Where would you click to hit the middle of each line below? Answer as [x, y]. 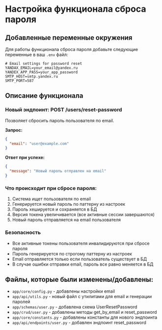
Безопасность [23, 233]
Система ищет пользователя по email [52, 199]
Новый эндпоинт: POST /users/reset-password [64, 110]
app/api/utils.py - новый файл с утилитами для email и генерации [82, 297]
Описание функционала [44, 96]
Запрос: [14, 130]
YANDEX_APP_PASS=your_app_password [41, 72]
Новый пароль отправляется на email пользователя [67, 220]
